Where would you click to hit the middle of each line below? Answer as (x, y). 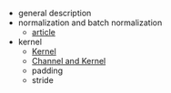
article (44, 32)
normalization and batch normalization (90, 23)
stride (43, 80)
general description (55, 13)
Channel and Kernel (69, 61)
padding (47, 70)
